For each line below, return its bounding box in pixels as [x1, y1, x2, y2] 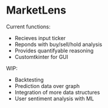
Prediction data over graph [14, 82, 80, 89]
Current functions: [6, 23, 51, 30]
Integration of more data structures [14, 89, 100, 96]
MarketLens [6, 4, 67, 17]
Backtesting [14, 76, 44, 83]
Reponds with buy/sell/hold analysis [14, 41, 102, 48]
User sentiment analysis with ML [14, 95, 94, 102]
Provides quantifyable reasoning [14, 47, 94, 54]
